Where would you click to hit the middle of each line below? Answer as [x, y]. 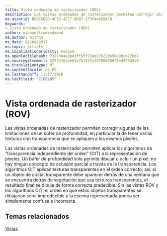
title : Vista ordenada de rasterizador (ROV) [53, 10]
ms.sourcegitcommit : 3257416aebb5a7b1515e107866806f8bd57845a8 [72, 61]
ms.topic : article [24, 47]
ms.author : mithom [24, 38]
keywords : [15, 24]
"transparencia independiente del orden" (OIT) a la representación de [76, 153]
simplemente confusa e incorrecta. [41, 201]
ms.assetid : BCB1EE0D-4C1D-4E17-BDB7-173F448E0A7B [59, 19]
